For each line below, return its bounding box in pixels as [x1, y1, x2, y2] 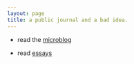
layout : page [7, 10, 45, 17]
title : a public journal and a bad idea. [7, 17, 128, 23]
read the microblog [17, 35, 72, 43]
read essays [17, 49, 52, 57]
